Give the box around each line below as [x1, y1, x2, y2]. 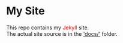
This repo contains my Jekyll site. [6, 24, 89, 31]
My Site [6, 4, 45, 18]
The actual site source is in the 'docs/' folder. [6, 30, 118, 37]
